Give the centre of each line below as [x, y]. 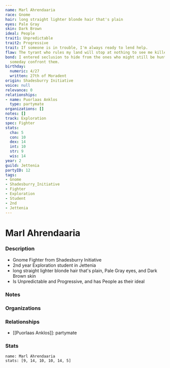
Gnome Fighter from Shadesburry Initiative [57, 260]
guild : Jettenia [22, 165]
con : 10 [18, 137]
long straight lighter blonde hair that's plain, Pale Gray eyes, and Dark [85, 270]
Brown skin [24, 276]
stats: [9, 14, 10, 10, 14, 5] [38, 361]
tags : [11, 175]
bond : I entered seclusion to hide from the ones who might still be [80, 57]
